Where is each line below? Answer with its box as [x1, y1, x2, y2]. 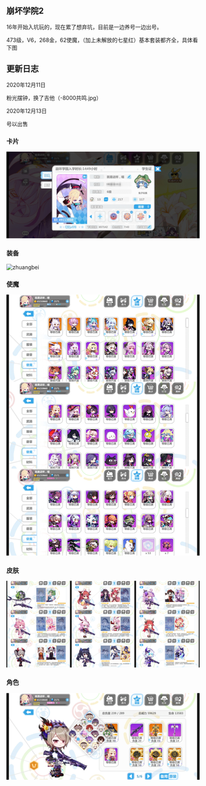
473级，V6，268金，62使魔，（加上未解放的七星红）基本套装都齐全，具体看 [6, 36, 198, 44]
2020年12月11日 [6, 81, 46, 88]
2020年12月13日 [6, 107, 47, 115]
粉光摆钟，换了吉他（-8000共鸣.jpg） [6, 94, 102, 101]
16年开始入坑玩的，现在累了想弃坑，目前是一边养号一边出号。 [6, 23, 162, 31]
